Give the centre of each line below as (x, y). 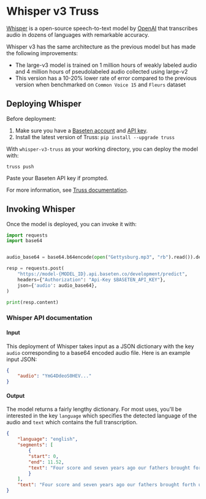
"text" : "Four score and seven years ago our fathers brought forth (107, 485)
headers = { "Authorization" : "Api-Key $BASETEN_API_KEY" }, (92, 280)
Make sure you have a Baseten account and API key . (82, 131)
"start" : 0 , (44, 456)
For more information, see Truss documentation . (67, 190)
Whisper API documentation (49, 318)
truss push (20, 167)
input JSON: (22, 359)
